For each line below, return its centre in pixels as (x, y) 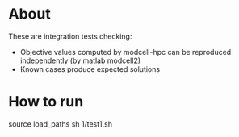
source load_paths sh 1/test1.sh (61, 124)
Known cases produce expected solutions (90, 68)
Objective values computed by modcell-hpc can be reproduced (126, 52)
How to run (46, 102)
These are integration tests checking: (70, 36)
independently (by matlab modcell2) (80, 60)
